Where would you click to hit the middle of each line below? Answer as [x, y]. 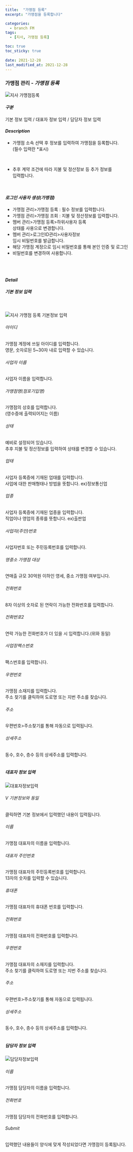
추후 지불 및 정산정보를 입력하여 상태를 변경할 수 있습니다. [61, 449]
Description [18, 131]
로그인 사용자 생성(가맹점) [30, 197]
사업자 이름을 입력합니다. [29, 379]
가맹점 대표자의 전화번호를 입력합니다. [42, 936]
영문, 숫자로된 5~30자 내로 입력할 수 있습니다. [50, 350]
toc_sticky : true [23, 51]
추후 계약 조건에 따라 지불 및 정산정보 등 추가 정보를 [62, 169]
